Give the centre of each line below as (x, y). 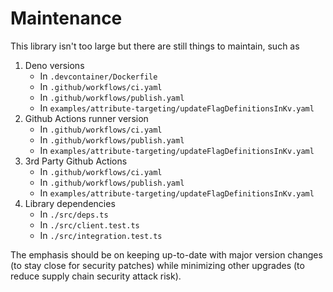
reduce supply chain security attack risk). (96, 276)
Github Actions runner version (86, 118)
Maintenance (66, 18)
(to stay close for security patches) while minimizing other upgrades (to (157, 265)
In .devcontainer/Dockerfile (98, 76)
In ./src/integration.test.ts (101, 235)
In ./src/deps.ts (74, 214)
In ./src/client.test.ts (89, 224)
